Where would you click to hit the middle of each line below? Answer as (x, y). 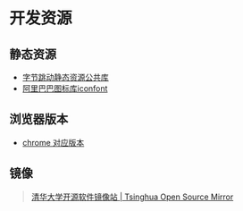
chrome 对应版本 (53, 142)
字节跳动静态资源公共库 (65, 77)
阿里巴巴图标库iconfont (65, 89)
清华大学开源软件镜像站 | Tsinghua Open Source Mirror (132, 197)
